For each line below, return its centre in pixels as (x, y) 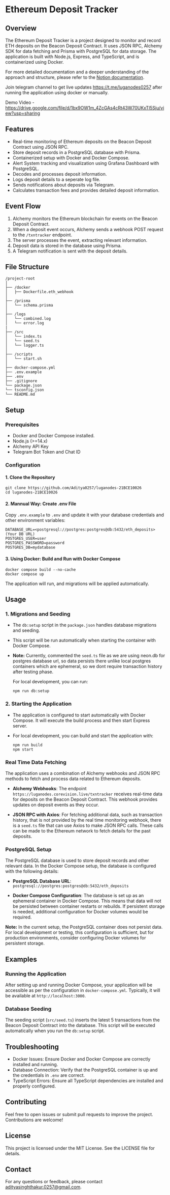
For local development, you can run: (50, 682)
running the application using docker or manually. (57, 92)
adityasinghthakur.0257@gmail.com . (44, 1187)
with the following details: (32, 871)
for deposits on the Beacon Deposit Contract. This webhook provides (85, 799)
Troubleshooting (32, 1047)
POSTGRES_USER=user (26, 539)
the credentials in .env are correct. (49, 1075)
